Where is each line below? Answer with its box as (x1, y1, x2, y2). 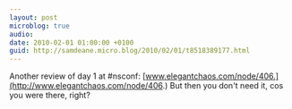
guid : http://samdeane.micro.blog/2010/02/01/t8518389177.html (9, 46, 251, 55)
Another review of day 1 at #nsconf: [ (9, 71, 146, 81)
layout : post (9, 13, 58, 22)
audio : (9, 29, 34, 38)
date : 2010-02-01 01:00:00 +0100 (9, 38, 134, 47)
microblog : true (9, 21, 70, 30)
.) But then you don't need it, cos (162, 80, 284, 91)
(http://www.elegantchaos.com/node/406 (9, 80, 163, 91)
